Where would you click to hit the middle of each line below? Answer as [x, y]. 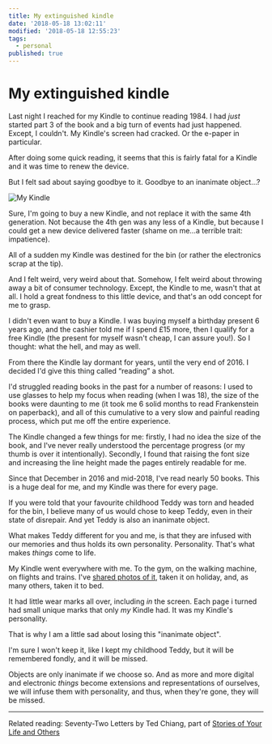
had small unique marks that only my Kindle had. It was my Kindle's [121, 609]
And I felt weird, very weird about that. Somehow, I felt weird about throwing [135, 279]
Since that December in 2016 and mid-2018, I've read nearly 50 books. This [134, 478]
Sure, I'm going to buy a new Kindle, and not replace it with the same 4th [130, 213]
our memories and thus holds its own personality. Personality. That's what [132, 544]
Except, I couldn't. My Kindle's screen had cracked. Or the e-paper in [124, 133]
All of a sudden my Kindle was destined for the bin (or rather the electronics [135, 254]
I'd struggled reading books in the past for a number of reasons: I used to [131, 387]
